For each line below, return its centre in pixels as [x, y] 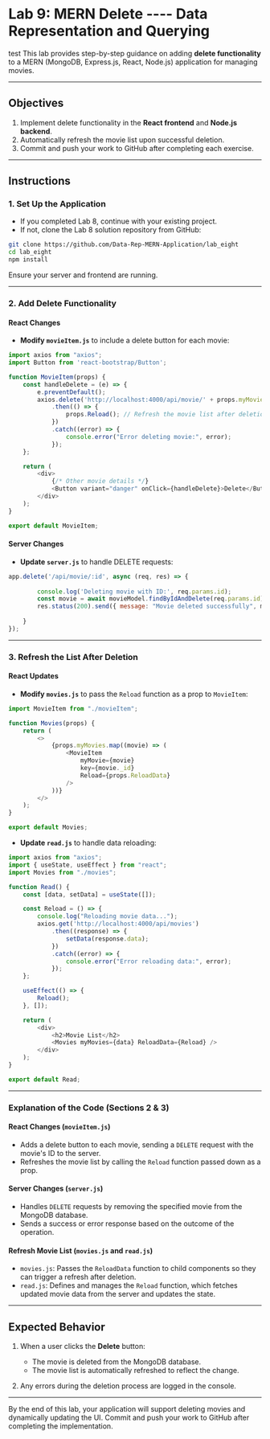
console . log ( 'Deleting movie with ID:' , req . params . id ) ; [134, 592]
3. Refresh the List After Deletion [74, 657]
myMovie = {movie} [107, 760]
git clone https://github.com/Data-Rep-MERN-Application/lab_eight [124, 245]
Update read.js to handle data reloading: [88, 843]
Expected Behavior [57, 1327]
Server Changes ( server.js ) [56, 1189]
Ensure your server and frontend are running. [83, 275]
